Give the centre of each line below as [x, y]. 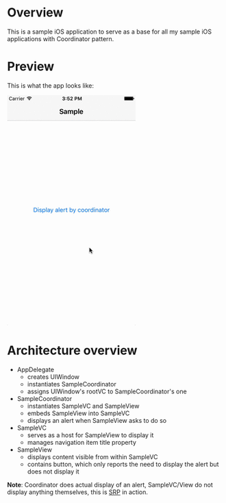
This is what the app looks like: [51, 85]
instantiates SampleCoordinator [72, 384]
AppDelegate [36, 369]
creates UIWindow [53, 377]
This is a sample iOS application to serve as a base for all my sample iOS [110, 32]
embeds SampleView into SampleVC [78, 413]
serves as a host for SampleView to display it [90, 435]
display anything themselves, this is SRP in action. [78, 492]
